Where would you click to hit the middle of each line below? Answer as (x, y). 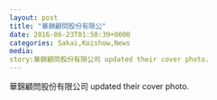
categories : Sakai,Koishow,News (70, 43)
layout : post (34, 18)
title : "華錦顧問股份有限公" (58, 26)
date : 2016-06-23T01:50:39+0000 (70, 34)
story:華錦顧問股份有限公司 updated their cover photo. (109, 59)
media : (22, 51)
